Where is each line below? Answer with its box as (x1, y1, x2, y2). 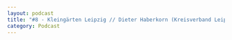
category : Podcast (7, 22, 60, 29)
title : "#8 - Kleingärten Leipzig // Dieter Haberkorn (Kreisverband (7, 16, 212, 23)
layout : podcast (7, 9, 54, 17)
